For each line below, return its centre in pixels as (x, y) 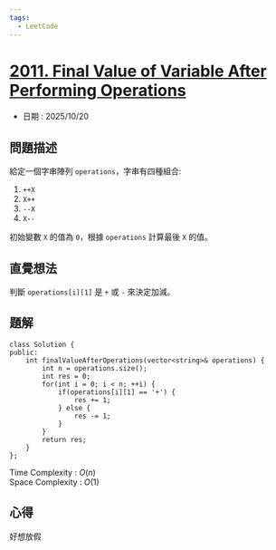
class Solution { (42, 344)
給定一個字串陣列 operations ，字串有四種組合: (95, 171)
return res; (65, 439)
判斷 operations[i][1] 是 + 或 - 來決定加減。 (92, 292)
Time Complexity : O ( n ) (53, 472)
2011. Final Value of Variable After (138, 71)
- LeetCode (38, 26)
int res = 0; (67, 376)
